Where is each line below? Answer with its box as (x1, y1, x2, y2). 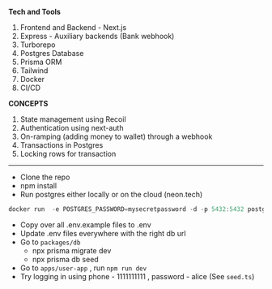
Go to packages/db (19, 237, 81, 247)
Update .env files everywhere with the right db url (19, 228, 186, 238)
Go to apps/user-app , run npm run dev (19, 263, 147, 273)
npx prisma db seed (32, 254, 99, 264)
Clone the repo (19, 172, 70, 182)
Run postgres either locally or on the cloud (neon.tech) (19, 190, 203, 199)
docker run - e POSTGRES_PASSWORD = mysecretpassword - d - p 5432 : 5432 (8, 205, 244, 214)
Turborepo (19, 40, 56, 50)
